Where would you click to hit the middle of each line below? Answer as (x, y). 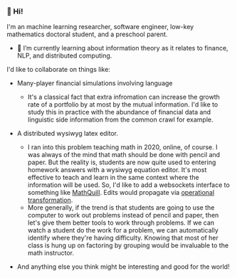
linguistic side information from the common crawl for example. (121, 119)
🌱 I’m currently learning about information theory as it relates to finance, (122, 48)
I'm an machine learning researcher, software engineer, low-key (100, 27)
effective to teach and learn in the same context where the (114, 178)
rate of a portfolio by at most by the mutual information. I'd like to (123, 105)
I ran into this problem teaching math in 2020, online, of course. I (122, 147)
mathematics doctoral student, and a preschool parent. (87, 34)
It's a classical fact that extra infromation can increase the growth (123, 97)
